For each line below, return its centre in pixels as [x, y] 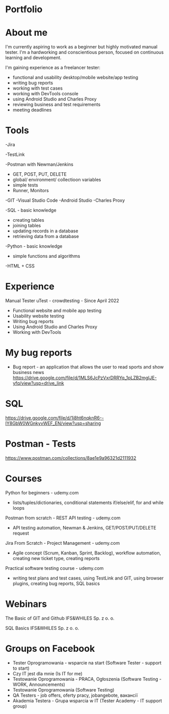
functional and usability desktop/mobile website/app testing [75, 77]
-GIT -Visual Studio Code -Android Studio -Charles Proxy [65, 200]
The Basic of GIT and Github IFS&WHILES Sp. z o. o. [60, 618]
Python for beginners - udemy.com [42, 492]
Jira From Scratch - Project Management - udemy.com [63, 543]
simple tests [25, 185]
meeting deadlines [32, 110]
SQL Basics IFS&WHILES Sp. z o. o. [42, 628]
